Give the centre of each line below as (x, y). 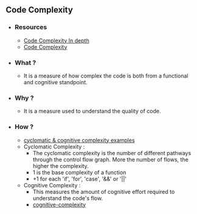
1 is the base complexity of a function (79, 172)
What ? (25, 62)
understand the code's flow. (68, 198)
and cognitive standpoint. (55, 82)
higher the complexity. (60, 166)
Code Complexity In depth (56, 40)
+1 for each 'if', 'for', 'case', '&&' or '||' (80, 179)
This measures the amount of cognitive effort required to (104, 192)
